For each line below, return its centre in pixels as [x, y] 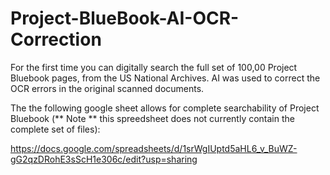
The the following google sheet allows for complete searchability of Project [165, 108]
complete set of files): [55, 129]
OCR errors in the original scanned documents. [107, 88]
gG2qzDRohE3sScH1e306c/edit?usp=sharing [104, 159]
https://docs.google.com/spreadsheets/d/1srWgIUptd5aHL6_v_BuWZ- [154, 148]
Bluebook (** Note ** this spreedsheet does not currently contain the [152, 118]
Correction [56, 39]
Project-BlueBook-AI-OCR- [125, 18]
